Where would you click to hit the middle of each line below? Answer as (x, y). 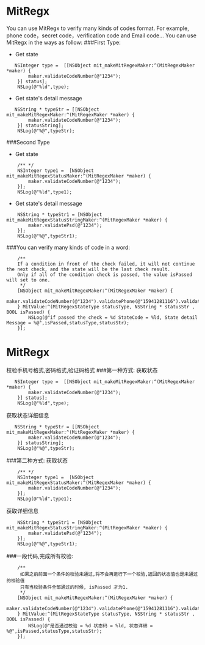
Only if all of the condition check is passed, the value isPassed (105, 274)
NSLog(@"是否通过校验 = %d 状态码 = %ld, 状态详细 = (91, 625)
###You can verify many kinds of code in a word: (68, 247)
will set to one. (28, 280)
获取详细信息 (22, 511)
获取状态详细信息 (28, 415)
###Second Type (28, 142)
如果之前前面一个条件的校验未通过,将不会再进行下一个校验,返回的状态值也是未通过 (109, 574)
